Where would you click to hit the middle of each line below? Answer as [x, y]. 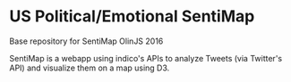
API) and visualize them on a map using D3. [90, 68]
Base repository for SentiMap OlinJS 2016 [86, 41]
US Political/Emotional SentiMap [132, 16]
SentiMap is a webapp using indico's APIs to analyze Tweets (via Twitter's [146, 58]
